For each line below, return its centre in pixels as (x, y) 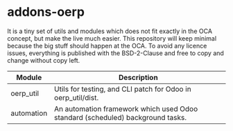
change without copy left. (44, 60)
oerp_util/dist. (77, 97)
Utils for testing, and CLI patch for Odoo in (123, 89)
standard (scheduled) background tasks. (121, 117)
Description (138, 77)
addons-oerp (46, 12)
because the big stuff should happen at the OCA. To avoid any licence (107, 46)
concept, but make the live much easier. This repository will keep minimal (112, 38)
